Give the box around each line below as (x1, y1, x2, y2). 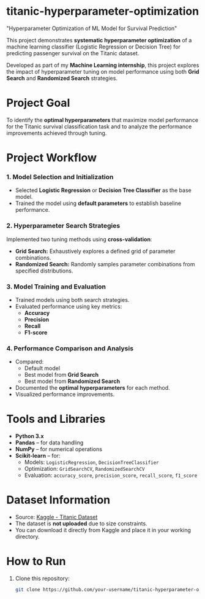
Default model (24, 365, 60, 372)
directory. (15, 533, 40, 541)
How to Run (6, 554, 66, 568)
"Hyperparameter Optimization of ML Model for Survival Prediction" (6, 25, 177, 32)
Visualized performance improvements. (15, 391, 115, 398)
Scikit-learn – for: (15, 452, 61, 460)
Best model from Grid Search (24, 371, 99, 379)
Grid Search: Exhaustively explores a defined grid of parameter (15, 247, 176, 255)
